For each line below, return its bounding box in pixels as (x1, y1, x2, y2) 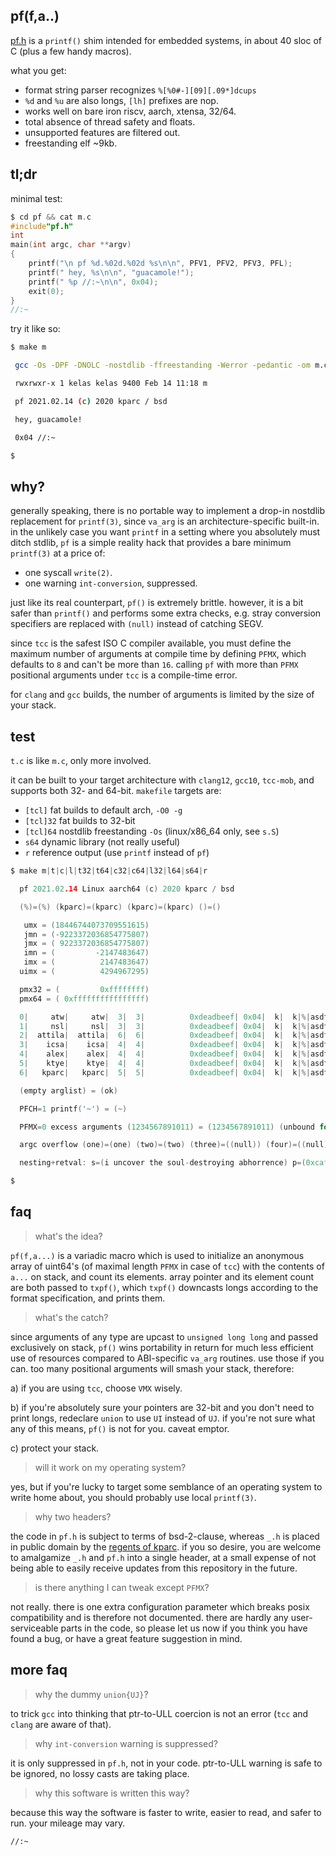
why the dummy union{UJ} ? (34, 1688, 149, 1700)
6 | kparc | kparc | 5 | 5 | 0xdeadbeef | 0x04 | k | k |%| (19, 1067, 311, 1078)
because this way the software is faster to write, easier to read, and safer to (10, 1806, 322, 1818)
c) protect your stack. (10, 1442, 100, 1454)
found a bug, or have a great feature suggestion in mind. (10, 1632, 243, 1644)
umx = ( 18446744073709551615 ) (23, 920, 150, 930)
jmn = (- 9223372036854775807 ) (23, 929, 150, 939)
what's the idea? (34, 1230, 103, 1242)
